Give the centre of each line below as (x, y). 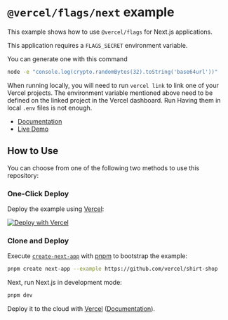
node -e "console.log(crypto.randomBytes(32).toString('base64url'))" (113, 72)
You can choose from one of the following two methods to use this (103, 168)
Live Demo (33, 129)
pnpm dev (20, 295)
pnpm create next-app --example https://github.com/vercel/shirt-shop (113, 269)
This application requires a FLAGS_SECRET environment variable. (98, 45)
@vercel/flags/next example (91, 12)
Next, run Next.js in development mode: (65, 283)
